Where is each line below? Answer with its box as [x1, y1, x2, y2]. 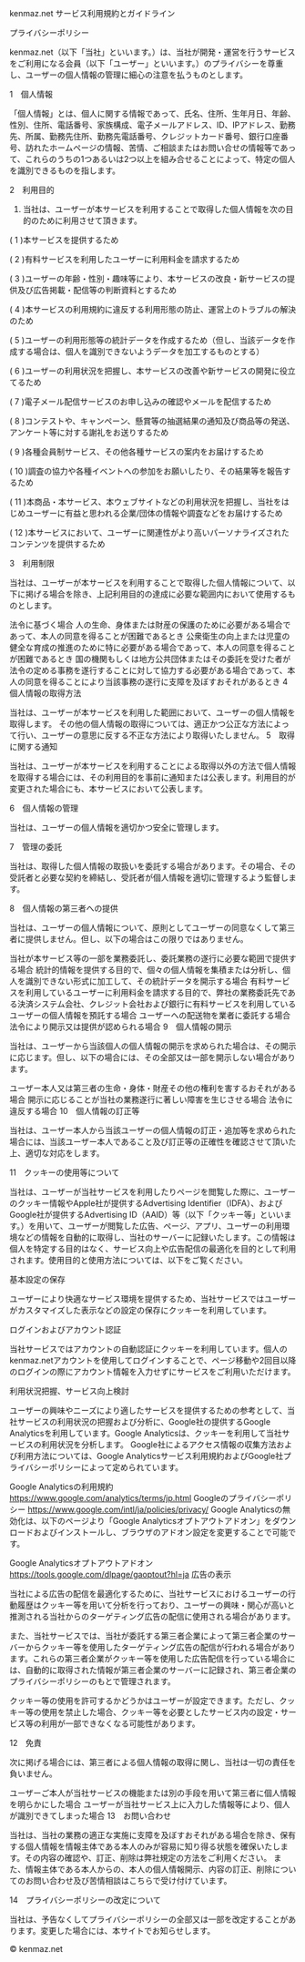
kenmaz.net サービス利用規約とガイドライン [9, 8, 176, 18]
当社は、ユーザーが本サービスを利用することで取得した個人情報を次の [22, 204, 287, 214]
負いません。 [9, 1768, 57, 1779]
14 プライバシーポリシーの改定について [9, 1895, 162, 1906]
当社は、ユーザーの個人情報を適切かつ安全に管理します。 [9, 823, 225, 833]
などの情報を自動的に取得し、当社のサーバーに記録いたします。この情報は [16, 1232, 296, 1242]
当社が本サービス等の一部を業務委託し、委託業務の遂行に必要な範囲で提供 [9, 953, 289, 964]
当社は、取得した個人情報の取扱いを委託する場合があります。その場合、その [9, 861, 296, 872]
